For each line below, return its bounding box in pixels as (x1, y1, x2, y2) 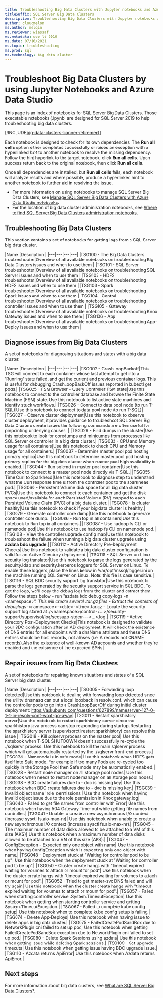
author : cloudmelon (5, 20, 45, 26)
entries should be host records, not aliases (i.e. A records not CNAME (5, 634, 144, 640)
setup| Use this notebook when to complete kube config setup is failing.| (5, 909, 150, 915)
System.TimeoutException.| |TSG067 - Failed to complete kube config (5, 904, 146, 909)
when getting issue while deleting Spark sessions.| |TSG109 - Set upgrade (5, 940, 154, 946)
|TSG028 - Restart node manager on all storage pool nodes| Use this (5, 769, 143, 775)
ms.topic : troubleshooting (5, 43, 60, 48)
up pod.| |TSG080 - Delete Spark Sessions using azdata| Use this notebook (5, 935, 156, 941)
